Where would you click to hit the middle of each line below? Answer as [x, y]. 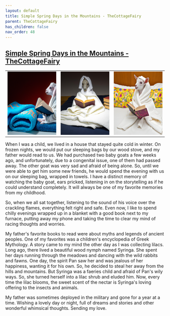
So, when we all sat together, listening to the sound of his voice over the [80, 203]
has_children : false [27, 27]
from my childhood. [26, 193]
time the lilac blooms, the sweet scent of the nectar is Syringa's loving [78, 282]
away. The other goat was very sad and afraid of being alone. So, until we [82, 166]
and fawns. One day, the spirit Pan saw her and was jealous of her [74, 261]
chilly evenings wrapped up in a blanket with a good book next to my [77, 213]
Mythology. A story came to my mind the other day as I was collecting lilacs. [84, 245]
